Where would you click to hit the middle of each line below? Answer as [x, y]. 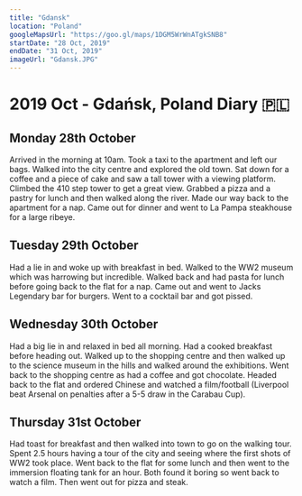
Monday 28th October [73, 138]
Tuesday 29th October [74, 246]
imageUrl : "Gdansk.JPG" [54, 60]
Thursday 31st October [75, 423]
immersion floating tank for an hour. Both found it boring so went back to [144, 473]
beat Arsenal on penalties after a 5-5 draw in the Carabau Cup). [128, 394]
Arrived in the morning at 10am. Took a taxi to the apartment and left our [143, 160]
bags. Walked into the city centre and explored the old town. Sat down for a [150, 169]
